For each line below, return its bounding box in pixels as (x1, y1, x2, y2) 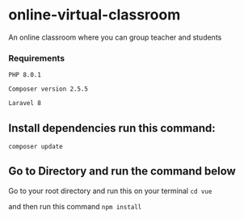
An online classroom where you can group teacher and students (8, 32, 222, 42)
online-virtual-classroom (8, 6, 181, 24)
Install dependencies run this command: (8, 121, 216, 135)
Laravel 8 (8, 99, 42, 107)
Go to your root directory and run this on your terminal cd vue (8, 186, 212, 196)
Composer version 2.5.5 (8, 85, 89, 94)
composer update (8, 143, 63, 151)
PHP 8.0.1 (8, 71, 42, 79)
